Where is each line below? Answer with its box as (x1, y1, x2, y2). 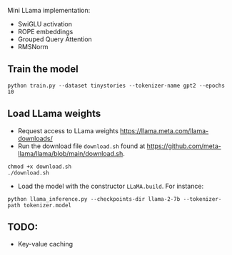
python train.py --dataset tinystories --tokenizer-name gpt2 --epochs (7, 82, 225, 89)
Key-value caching (17, 240, 74, 249)
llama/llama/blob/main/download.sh (17, 149, 123, 157)
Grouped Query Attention (17, 35, 93, 43)
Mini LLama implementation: (7, 6, 91, 14)
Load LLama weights (7, 108, 101, 120)
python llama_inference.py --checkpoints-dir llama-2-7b (7, 195, 181, 202)
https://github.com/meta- (146, 142, 221, 150)
